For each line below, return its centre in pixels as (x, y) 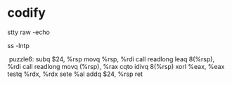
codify (26, 13)
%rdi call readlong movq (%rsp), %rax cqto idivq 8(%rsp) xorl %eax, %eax (116, 66)
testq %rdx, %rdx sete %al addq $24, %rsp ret (75, 74)
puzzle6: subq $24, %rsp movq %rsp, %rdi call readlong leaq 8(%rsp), (112, 59)
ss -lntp (18, 45)
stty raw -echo (29, 32)
